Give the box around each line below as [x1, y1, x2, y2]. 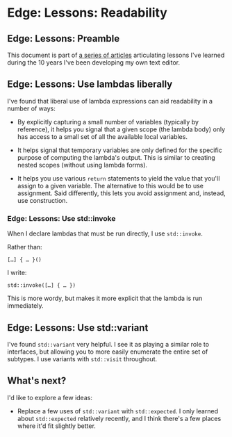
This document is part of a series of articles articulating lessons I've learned [7, 51, 225, 59]
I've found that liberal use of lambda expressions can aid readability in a [7, 97, 213, 105]
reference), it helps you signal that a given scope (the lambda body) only [17, 125, 226, 133]
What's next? [7, 375, 67, 387]
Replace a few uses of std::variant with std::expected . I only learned [17, 406, 219, 415]
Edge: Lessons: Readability [7, 5, 168, 21]
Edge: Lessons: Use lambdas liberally [7, 79, 173, 90]
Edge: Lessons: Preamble [7, 33, 120, 44]
